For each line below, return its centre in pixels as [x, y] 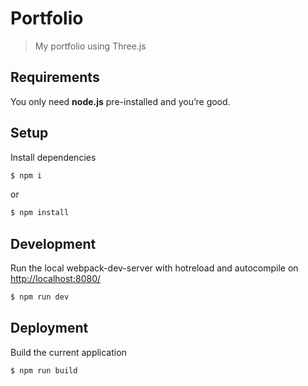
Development [53, 243]
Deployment [49, 328]
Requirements [55, 77]
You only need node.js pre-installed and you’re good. [120, 101]
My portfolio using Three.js [90, 46]
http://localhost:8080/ [56, 279]
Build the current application [68, 352]
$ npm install [40, 213]
